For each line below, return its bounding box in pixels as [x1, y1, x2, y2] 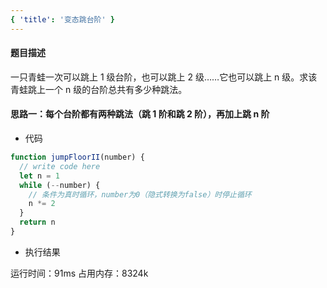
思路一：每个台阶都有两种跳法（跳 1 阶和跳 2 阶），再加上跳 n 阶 [10, 108, 270, 120]
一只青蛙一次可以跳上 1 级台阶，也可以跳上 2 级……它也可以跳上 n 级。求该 [10, 71, 318, 83]
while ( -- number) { [19, 180, 101, 190]
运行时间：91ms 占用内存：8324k [10, 267, 149, 279]
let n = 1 [19, 171, 60, 181]
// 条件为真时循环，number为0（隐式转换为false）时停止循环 [28, 189, 252, 200]
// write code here [19, 161, 101, 171]
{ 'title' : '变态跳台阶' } [10, 14, 115, 25]
